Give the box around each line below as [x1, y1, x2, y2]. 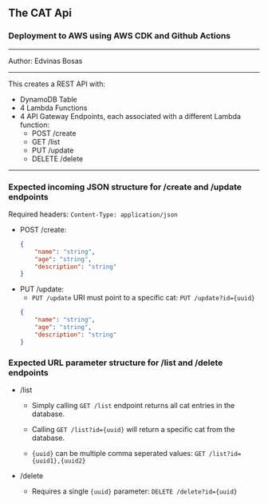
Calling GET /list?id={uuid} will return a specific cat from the [31, 425, 235, 435]
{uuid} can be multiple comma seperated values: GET [31, 449, 206, 458]
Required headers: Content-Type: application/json [8, 209, 178, 219]
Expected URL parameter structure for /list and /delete [8, 357, 223, 368]
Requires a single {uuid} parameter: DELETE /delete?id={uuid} [31, 486, 238, 496]
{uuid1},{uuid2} [31, 457, 86, 466]
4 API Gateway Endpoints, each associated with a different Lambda [19, 111, 242, 121]
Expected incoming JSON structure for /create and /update [8, 181, 242, 192]
